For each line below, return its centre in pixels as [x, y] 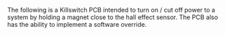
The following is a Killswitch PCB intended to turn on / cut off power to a [111, 10]
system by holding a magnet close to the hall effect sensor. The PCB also [113, 17]
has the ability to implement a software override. [77, 24]
